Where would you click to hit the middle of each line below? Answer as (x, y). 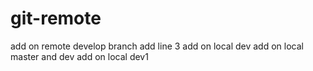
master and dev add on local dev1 (79, 56)
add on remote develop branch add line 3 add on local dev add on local (157, 46)
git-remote (56, 18)
